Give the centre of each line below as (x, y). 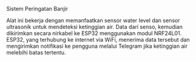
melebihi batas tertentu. (36, 53)
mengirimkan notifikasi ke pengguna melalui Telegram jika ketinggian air (97, 46)
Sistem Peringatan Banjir (37, 9)
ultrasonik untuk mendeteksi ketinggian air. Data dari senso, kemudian (95, 27)
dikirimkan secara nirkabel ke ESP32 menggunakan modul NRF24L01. (94, 33)
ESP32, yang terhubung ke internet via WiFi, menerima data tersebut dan (98, 40)
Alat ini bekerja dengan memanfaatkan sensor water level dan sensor (93, 20)
